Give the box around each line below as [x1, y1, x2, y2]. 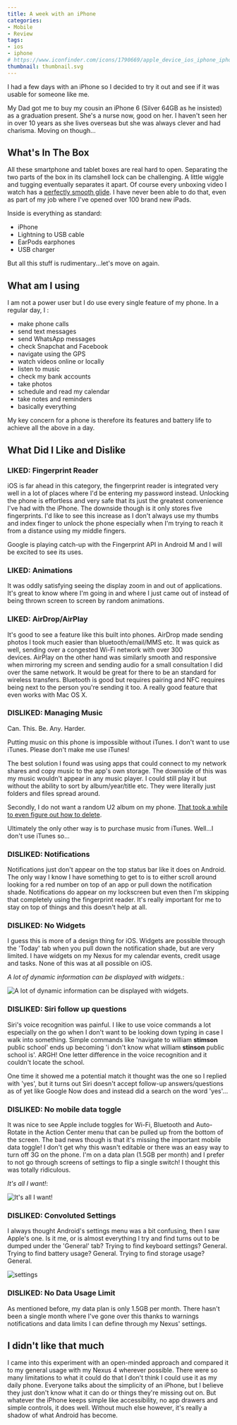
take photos [17, 380, 53, 388]
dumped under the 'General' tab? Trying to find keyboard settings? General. [7, 1242, 228, 1250]
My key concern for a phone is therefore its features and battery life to [7, 416, 212, 425]
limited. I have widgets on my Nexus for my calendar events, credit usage [7, 952, 221, 960]
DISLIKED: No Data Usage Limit [7, 1288, 116, 1298]
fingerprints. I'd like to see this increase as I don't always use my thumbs [7, 511, 219, 520]
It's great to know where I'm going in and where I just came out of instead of [7, 589, 229, 598]
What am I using [7, 279, 80, 292]
